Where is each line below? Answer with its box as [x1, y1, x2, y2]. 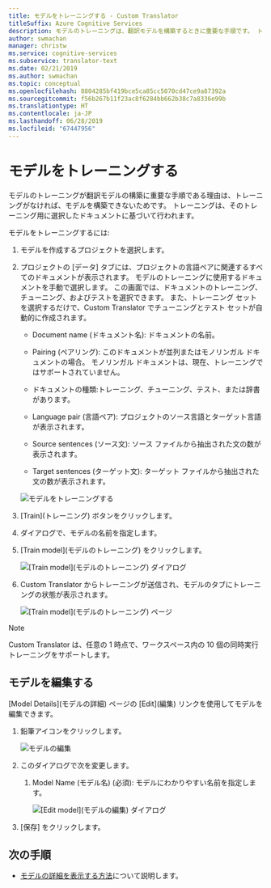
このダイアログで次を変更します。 [19, 760, 133, 770]
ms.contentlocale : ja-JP [8, 110, 92, 118]
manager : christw [8, 42, 67, 50]
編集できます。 [8, 708, 58, 718]
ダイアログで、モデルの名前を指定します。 [19, 527, 162, 538]
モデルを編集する [8, 676, 94, 690]
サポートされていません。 [39, 367, 125, 377]
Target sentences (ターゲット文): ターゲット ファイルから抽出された [32, 466, 260, 476]
